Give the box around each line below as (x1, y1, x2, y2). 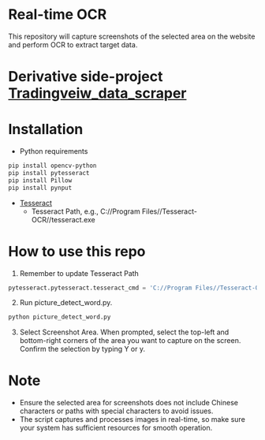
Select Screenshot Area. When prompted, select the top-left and (19, 327, 230, 337)
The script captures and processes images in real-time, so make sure (19, 415, 246, 424)
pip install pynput (8, 184, 73, 192)
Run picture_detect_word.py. (19, 298, 113, 308)
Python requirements (19, 147, 88, 156)
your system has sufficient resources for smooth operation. (19, 423, 213, 433)
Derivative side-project (8, 68, 163, 86)
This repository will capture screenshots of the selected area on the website (8, 32, 256, 41)
